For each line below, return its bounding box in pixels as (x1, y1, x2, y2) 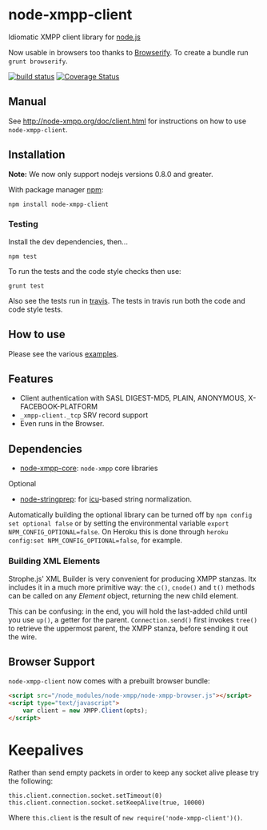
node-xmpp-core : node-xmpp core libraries (19, 463, 158, 473)
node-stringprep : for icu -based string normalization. (19, 494, 193, 504)
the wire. (8, 631, 38, 642)
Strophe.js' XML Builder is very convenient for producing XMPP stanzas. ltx (8, 574, 257, 583)
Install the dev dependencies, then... (8, 236, 128, 246)
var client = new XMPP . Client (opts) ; (22, 707, 149, 715)
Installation (8, 148, 66, 162)
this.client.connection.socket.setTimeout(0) (8, 792, 162, 800)
